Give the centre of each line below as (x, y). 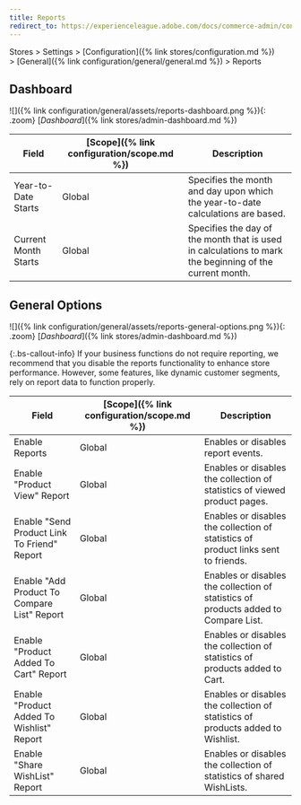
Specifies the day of (230, 228)
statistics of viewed (245, 490)
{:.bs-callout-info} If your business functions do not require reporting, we (144, 354)
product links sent (242, 550)
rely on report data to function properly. (82, 382)
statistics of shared (244, 776)
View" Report (42, 496)
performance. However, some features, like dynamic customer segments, (145, 372)
